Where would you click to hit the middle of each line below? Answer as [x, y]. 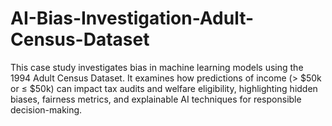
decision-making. [46, 109]
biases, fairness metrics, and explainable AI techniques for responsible [156, 99]
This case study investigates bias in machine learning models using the [157, 67]
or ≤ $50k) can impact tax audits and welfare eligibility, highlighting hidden [164, 88]
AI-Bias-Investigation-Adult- [132, 18]
